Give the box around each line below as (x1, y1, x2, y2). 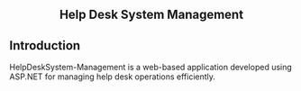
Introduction (9, 38, 81, 53)
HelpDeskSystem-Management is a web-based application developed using (9, 62, 293, 73)
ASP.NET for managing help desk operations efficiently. (9, 71, 216, 82)
